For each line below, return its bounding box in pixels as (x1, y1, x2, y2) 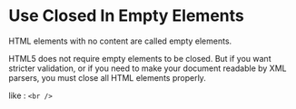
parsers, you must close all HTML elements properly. (8, 72, 206, 83)
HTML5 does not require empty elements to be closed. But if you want (8, 53, 271, 64)
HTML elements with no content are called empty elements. (8, 35, 232, 46)
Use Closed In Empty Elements (8, 5, 244, 26)
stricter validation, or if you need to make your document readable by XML (8, 63, 287, 74)
